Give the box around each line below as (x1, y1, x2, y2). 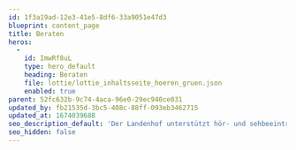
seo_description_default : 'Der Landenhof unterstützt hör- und (8, 120, 247, 129)
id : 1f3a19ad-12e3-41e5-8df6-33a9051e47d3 (8, 12, 167, 22)
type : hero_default (24, 63, 96, 71)
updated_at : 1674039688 (8, 111, 96, 120)
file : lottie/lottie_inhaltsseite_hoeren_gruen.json (24, 79, 223, 87)
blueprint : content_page (8, 21, 100, 30)
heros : (8, 37, 33, 47)
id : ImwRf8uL (24, 54, 72, 63)
